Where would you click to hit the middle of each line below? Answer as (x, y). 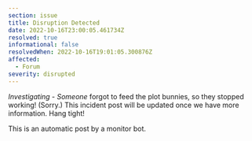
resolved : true (33, 37)
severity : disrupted (42, 74)
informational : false (44, 45)
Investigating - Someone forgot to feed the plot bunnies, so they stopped (126, 96)
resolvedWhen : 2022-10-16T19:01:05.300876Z (80, 52)
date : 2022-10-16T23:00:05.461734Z (66, 30)
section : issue (33, 15)
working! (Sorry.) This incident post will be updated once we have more (124, 105)
